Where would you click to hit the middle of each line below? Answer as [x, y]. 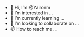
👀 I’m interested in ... [32, 13]
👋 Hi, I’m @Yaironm [30, 8]
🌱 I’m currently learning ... [37, 18]
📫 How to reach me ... [34, 29]
